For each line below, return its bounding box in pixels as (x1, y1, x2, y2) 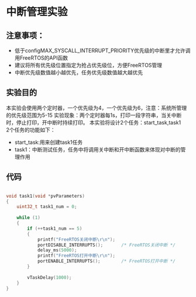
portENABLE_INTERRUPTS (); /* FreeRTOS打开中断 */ (37, 258, 176, 264)
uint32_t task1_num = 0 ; (16, 204, 77, 210)
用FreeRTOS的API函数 (14, 54, 68, 61)
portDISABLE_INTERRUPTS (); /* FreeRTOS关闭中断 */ (37, 242, 176, 248)
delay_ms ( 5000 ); (37, 247, 77, 253)
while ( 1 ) (16, 215, 41, 221)
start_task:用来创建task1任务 (14, 139, 83, 146)
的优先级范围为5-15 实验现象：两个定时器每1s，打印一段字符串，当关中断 (6, 112, 182, 119)
